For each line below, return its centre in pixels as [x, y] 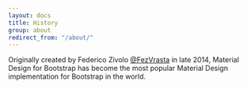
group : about [30, 30]
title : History [33, 23]
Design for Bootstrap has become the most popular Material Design [118, 69]
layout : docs [30, 15]
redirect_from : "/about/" [51, 37]
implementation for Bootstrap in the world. [77, 76]
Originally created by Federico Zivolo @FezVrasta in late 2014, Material [124, 60]
